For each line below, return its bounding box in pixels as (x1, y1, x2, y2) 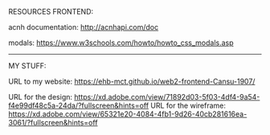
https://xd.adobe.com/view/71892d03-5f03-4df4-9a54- (73, 92, 260, 101)
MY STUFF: (8, 61, 47, 71)
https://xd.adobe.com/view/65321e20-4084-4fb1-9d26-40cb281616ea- (8, 109, 247, 119)
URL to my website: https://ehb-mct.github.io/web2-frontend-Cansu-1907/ (8, 76, 256, 86)
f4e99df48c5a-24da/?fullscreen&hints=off (8, 100, 149, 110)
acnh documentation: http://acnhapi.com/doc (8, 22, 159, 31)
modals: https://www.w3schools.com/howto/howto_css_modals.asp (8, 38, 235, 47)
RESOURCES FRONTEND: (8, 7, 94, 16)
